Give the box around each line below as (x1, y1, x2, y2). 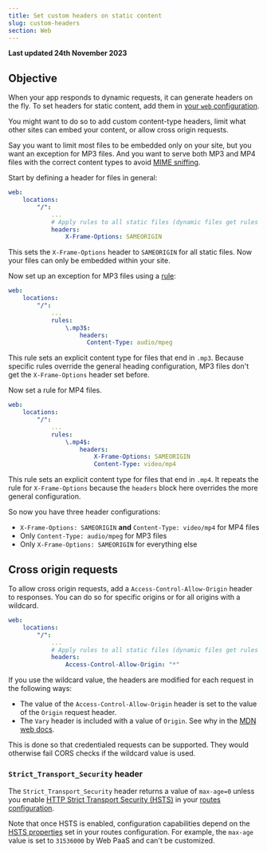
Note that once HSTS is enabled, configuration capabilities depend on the (8, 819, 250, 828)
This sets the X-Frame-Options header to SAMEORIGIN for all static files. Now (8, 247, 253, 257)
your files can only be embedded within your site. (8, 256, 171, 266)
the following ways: (8, 684, 73, 693)
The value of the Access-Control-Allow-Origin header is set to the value (19, 699, 257, 709)
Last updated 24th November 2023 (8, 49, 128, 58)
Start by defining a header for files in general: (8, 173, 158, 183)
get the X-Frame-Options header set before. (8, 370, 150, 380)
